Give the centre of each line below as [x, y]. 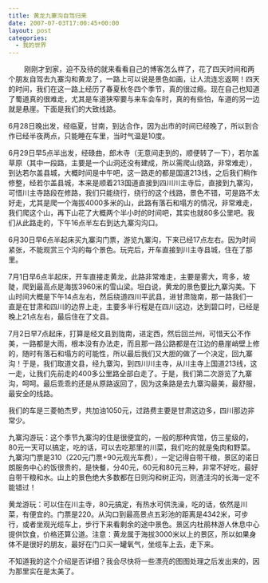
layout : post [30, 30]
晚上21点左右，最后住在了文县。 [61, 317]
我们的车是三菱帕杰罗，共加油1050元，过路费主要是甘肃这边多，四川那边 [128, 410]
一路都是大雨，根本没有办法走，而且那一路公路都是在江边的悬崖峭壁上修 [141, 343]
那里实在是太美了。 [46, 571]
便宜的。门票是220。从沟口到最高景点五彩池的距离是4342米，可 [135, 514]
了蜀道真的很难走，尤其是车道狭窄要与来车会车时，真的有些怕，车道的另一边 [134, 99]
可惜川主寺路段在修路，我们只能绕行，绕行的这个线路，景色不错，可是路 [127, 193]
